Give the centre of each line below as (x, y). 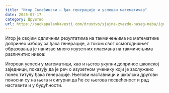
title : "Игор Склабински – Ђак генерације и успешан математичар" (76, 10)
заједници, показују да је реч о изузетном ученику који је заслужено (79, 69)
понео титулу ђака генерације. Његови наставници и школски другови (81, 75)
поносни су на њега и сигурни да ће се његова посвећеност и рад (77, 80)
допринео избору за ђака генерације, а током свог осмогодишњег (77, 44)
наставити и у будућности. (34, 85)
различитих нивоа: (25, 54)
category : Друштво (24, 19)
